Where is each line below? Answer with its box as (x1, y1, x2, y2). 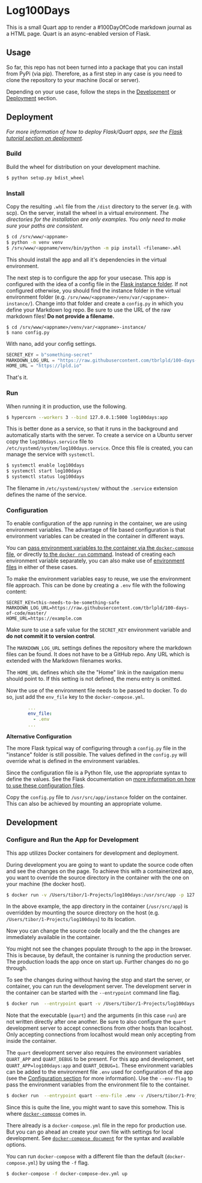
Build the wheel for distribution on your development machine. (6, 163, 161, 170)
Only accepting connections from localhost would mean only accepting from (6, 1031, 196, 1038)
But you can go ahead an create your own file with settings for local (6, 1128, 174, 1135)
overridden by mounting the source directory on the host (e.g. (6, 909, 160, 916)
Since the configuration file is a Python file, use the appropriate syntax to (6, 769, 188, 776)
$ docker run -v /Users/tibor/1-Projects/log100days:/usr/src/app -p (6, 891, 185, 898)
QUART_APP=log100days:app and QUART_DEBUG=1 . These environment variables (6, 1062, 194, 1069)
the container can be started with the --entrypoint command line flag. (6, 989, 180, 996)
